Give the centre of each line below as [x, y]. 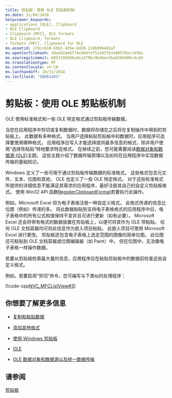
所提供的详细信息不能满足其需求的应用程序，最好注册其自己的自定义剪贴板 [84, 185]
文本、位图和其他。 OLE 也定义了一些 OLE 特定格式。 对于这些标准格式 [89, 179]
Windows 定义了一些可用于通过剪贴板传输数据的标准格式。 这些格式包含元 [84, 173]
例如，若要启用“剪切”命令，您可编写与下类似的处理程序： [66, 276]
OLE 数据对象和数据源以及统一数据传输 [53, 359]
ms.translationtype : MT [31, 62]
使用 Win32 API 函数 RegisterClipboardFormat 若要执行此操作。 [81, 192]
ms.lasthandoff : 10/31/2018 [35, 72]
